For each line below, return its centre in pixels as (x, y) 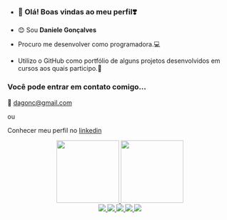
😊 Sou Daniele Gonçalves (57, 30)
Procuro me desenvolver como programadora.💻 (89, 44)
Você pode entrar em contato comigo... (77, 87)
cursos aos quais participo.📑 (60, 69)
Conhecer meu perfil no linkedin (55, 130)
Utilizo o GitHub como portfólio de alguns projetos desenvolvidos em (119, 61)
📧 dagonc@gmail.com (40, 102)
